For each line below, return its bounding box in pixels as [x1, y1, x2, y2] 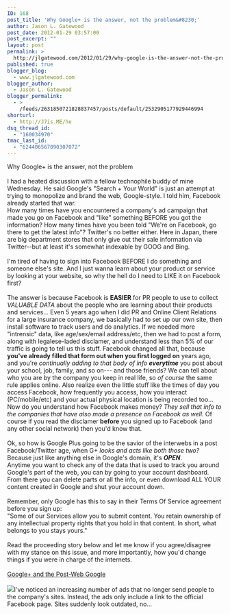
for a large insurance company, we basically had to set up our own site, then [7, 316, 222, 323]
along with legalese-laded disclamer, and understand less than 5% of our [7, 337, 214, 345]
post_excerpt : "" [7, 36, 57, 42]
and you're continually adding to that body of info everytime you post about [7, 359, 222, 367]
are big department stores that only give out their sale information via [7, 236, 203, 243]
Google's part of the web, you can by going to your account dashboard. [7, 468, 209, 476]
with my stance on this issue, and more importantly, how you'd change [7, 549, 207, 556]
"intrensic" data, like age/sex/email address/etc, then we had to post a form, [7, 330, 222, 338]
